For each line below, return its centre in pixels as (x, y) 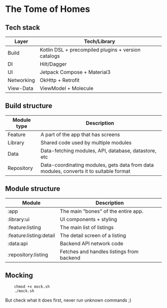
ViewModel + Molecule (66, 88)
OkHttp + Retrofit (59, 80)
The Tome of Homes (48, 9)
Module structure (33, 189)
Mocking (19, 275)
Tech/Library (99, 41)
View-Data (21, 88)
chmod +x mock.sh (32, 287)
